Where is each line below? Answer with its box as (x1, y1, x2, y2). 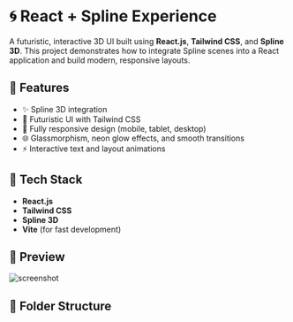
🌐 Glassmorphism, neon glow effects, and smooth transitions (21, 133, 245, 143)
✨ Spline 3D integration (21, 103, 108, 114)
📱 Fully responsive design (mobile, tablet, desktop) (21, 123, 207, 134)
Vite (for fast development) (21, 224, 122, 234)
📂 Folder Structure (9, 298, 112, 313)
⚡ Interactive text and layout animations (21, 143, 166, 154)
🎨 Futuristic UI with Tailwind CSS (21, 113, 141, 125)
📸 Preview (9, 249, 65, 264)
